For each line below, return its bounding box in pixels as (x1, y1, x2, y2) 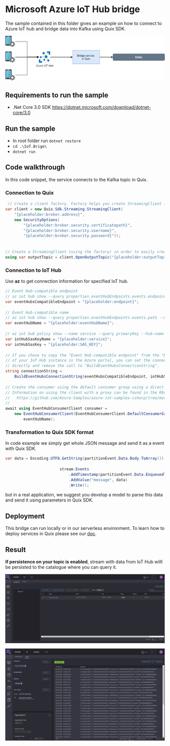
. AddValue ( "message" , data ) (68, 477, 128, 482)
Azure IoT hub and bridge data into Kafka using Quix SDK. (5, 25, 126, 31)
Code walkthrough (5, 163, 65, 172)
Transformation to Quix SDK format (5, 429, 94, 436)
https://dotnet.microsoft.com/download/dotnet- (52, 104, 151, 110)
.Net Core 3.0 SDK (12, 104, 52, 110)
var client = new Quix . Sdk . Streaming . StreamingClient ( (5, 206, 123, 212)
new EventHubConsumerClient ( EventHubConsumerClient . (14, 411, 128, 417)
